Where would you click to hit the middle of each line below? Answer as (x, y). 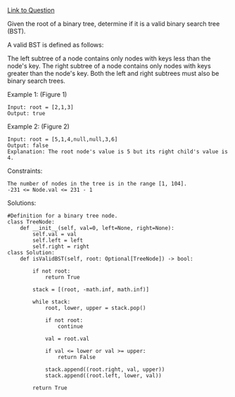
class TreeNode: (31, 222)
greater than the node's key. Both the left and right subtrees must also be (113, 73)
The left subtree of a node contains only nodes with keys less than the (109, 58)
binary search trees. (36, 81)
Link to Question (31, 10)
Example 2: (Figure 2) (39, 126)
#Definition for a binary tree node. (63, 216)
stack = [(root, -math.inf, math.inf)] (91, 289)
